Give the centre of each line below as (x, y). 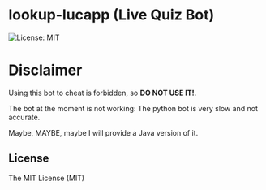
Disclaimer (45, 70)
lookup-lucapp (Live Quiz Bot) (112, 15)
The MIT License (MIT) (47, 178)
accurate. (24, 117)
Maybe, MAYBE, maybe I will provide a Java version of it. (103, 132)
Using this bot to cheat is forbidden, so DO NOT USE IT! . (103, 93)
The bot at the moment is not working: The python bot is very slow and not (133, 108)
